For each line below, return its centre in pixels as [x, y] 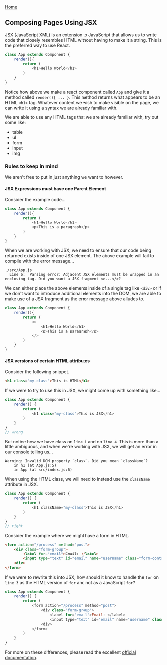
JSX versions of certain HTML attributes [48, 361]
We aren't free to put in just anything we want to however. [64, 177]
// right [14, 526]
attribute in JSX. [22, 484]
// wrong [14, 432]
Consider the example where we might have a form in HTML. [67, 536]
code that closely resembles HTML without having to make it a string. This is [83, 40]
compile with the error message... [40, 261]
